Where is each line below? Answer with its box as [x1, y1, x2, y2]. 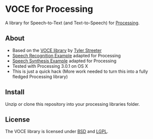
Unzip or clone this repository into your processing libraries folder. [5, 101, 140, 107]
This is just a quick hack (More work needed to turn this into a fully [12, 68, 148, 74]
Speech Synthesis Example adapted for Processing [12, 58, 117, 64]
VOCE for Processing [5, 3, 93, 15]
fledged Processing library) [12, 73, 68, 80]
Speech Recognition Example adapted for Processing [12, 52, 121, 58]
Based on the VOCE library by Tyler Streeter [12, 47, 102, 53]
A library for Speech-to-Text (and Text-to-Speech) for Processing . [5, 20, 140, 26]
